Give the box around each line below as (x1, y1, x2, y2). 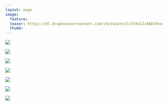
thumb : (9, 26, 23, 31)
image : (5, 12, 19, 17)
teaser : (9, 21, 26, 26)
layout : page (5, 7, 32, 12)
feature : (9, 16, 28, 21)
